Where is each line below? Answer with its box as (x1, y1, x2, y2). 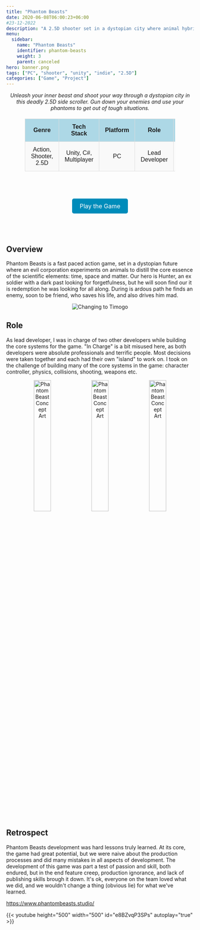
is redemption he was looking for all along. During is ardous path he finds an (6, 285, 193, 292)
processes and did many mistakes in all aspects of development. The (6, 856, 176, 864)
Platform (105, 127, 130, 134)
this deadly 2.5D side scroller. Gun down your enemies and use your (16, 98, 184, 105)
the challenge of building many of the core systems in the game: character (6, 362, 189, 369)
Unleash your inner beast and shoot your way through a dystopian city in (10, 92, 190, 99)
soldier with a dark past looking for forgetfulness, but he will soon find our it (6, 279, 192, 286)
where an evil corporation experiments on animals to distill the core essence (6, 266, 193, 273)
